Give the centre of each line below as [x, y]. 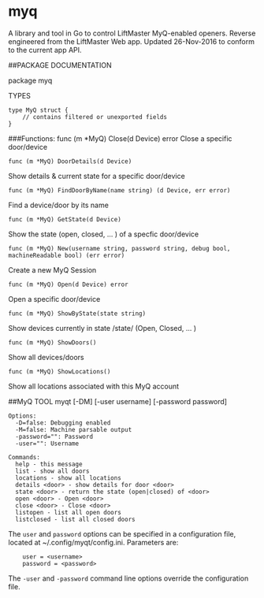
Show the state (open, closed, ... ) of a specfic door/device [104, 234]
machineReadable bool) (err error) [67, 255]
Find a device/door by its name [58, 205]
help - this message [49, 464]
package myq [30, 80]
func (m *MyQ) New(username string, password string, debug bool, [119, 248]
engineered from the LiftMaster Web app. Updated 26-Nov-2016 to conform [131, 41]
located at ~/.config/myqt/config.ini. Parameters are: [93, 542]
